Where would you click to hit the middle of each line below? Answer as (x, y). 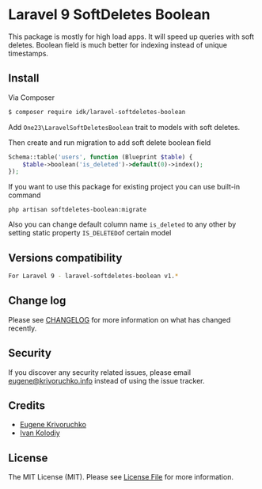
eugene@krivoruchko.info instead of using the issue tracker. (106, 380)
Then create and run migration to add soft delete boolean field (110, 142)
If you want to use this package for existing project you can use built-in (124, 187)
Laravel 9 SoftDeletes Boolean (109, 15)
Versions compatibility (65, 258)
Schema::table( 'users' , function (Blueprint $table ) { (101, 157)
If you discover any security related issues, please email (100, 372)
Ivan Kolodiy (40, 433)
